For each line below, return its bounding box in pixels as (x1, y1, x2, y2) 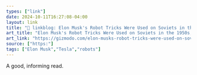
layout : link (6, 19, 38, 25)
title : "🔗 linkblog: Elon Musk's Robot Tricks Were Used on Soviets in (6, 24, 185, 31)
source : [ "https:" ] (6, 41, 54, 47)
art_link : (6, 35, 30, 41)
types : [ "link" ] (6, 8, 46, 15)
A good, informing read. (6, 62, 64, 69)
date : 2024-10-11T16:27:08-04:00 (6, 14, 88, 20)
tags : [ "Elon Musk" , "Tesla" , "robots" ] (6, 47, 101, 52)
